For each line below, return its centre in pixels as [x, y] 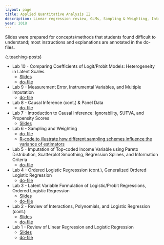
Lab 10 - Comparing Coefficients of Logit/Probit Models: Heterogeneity [83, 66]
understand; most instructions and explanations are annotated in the [74, 42]
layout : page [18, 10]
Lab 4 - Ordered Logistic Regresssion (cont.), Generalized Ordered [79, 170]
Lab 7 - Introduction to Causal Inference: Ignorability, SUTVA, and [78, 113]
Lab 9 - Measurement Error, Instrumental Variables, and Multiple [77, 87]
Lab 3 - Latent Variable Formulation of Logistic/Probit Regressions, [79, 185]
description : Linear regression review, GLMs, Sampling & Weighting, [77, 19]
